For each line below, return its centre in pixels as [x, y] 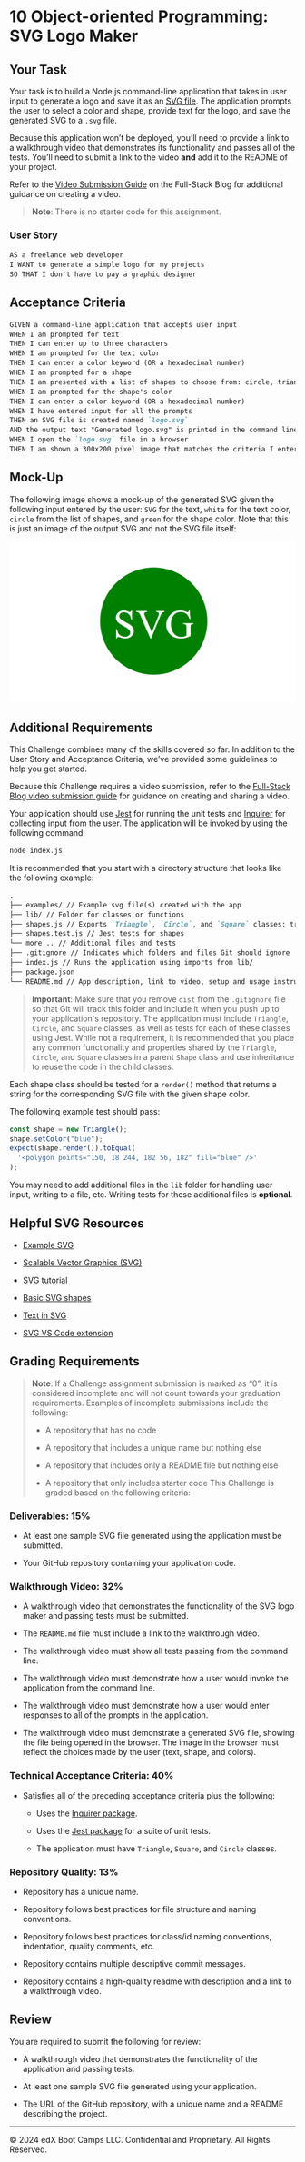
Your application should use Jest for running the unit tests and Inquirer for [148, 814]
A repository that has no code [101, 1430]
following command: [48, 833]
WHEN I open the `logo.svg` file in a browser [99, 440]
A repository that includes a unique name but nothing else [153, 1447]
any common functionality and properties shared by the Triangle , [154, 1047]
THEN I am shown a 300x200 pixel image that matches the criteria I [142, 450]
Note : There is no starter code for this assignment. [126, 212]
